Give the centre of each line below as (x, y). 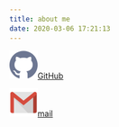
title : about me (40, 19)
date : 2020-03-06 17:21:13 (60, 28)
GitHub (50, 76)
